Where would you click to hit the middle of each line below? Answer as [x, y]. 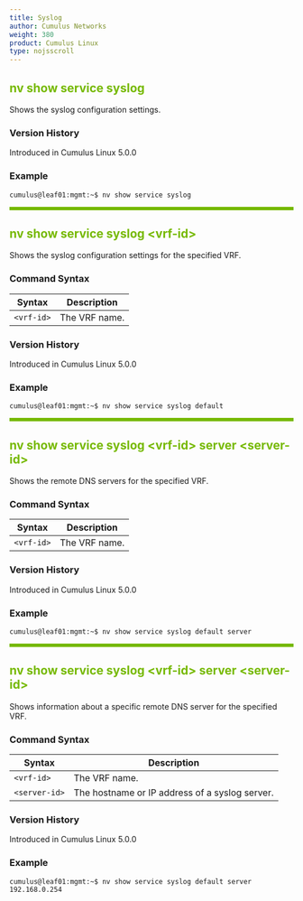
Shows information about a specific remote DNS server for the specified [143, 706]
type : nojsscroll [42, 51]
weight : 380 [32, 34]
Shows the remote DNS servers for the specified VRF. [109, 481]
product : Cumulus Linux [54, 43]
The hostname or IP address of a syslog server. [174, 793]
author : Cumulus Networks [58, 26]
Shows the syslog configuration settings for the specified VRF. [125, 255]
